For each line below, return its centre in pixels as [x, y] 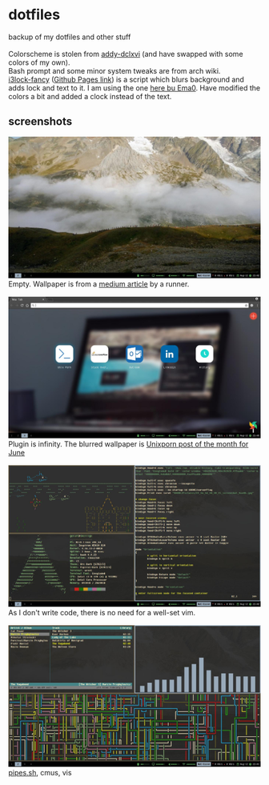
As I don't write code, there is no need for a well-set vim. [102, 612]
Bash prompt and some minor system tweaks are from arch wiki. [114, 70]
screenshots [40, 122]
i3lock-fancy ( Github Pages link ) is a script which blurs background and [126, 79]
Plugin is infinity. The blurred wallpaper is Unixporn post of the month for [128, 444]
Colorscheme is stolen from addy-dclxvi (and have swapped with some [126, 54]
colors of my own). [39, 62]
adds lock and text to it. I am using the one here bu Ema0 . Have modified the [134, 88]
